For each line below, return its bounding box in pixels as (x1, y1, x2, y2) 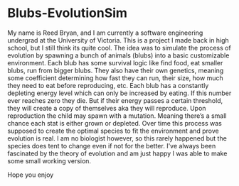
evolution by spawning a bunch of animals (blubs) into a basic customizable (7, 51, 230, 60)
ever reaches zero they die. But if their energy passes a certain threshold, (7, 96, 223, 104)
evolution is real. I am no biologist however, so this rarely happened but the (7, 133, 228, 143)
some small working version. (7, 156, 91, 165)
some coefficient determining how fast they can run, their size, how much (7, 73, 223, 82)
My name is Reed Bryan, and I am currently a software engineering (7, 28, 203, 37)
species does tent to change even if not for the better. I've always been (7, 141, 216, 150)
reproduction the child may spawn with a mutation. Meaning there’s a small (7, 111, 227, 120)
